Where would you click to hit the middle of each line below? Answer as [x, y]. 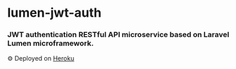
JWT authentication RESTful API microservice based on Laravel [118, 35]
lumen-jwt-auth [55, 13]
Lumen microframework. [50, 43]
